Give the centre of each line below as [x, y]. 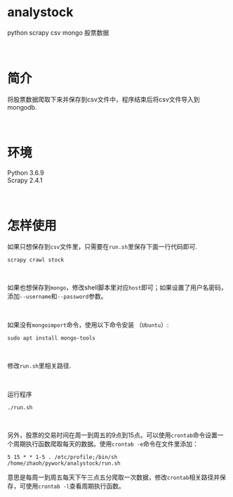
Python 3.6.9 [26, 172]
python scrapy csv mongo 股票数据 [58, 32]
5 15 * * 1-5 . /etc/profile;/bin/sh [62, 457]
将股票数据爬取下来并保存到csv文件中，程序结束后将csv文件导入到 [104, 99]
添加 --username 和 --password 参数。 [57, 296]
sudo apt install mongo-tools [52, 338]
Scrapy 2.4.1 [25, 180]
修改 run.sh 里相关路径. [39, 366]
